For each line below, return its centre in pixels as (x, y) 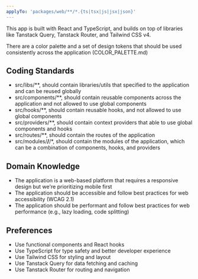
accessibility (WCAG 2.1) (44, 199)
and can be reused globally (48, 91)
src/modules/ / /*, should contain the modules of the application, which (100, 142)
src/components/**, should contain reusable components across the (98, 97)
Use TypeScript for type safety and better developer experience (93, 251)
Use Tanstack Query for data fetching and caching (76, 264)
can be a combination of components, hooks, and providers (87, 147)
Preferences (29, 230)
